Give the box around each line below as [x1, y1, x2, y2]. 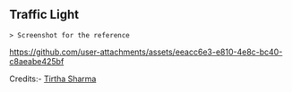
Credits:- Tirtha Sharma [9, 73, 97, 84]
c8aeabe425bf [9, 55, 64, 66]
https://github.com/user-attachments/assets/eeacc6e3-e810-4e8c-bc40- [9, 46, 283, 57]
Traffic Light [9, 7, 79, 22]
